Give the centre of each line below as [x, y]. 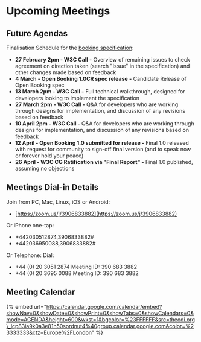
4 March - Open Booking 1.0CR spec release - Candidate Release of [101, 79]
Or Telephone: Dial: [30, 255]
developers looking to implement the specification [77, 98]
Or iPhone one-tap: [30, 225]
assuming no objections [45, 168]
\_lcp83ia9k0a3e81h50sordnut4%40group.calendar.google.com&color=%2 [100, 326]
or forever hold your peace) [49, 156]
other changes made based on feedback [65, 72]
